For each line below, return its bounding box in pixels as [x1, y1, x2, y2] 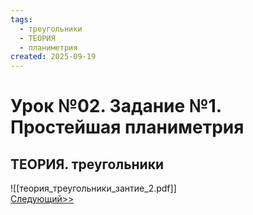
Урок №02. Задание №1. [10, 95, 222, 118]
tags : [10, 14, 33, 25]
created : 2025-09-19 [10, 52, 97, 62]
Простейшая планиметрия [10, 116, 245, 139]
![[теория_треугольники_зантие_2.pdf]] [10, 182, 177, 195]
